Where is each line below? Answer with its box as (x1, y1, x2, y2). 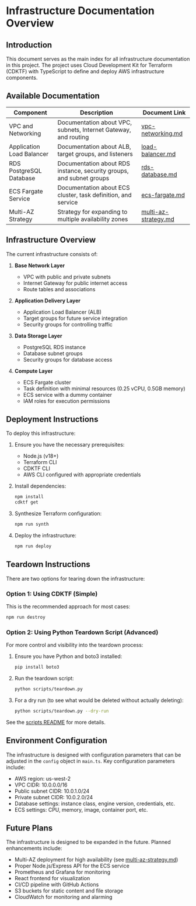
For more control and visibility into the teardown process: (6, 642, 143, 649)
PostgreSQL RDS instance (23, 343, 86, 350)
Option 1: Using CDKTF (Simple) (6, 590, 98, 598)
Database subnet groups (23, 350, 83, 357)
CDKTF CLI (23, 465, 51, 472)
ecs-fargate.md (141, 190, 185, 199)
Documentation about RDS (57, 159, 130, 168)
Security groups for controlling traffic (23, 321, 113, 328)
